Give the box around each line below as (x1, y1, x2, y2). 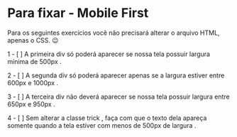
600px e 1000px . (7, 78, 59, 87)
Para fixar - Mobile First (7, 5, 149, 21)
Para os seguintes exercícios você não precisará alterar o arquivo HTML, (7, 28, 220, 37)
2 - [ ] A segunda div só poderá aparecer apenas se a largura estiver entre (7, 71, 225, 80)
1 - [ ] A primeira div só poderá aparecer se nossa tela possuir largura (7, 50, 211, 58)
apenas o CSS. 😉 (7, 35, 59, 44)
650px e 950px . (7, 99, 55, 108)
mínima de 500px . (7, 57, 62, 65)
